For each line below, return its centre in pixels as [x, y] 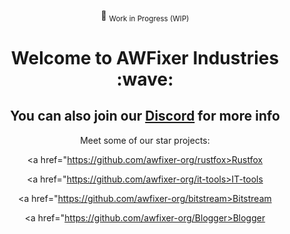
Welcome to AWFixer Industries [145, 57]
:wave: [145, 79]
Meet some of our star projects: [145, 140]
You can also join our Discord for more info [145, 116]
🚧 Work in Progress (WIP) [145, 17]
